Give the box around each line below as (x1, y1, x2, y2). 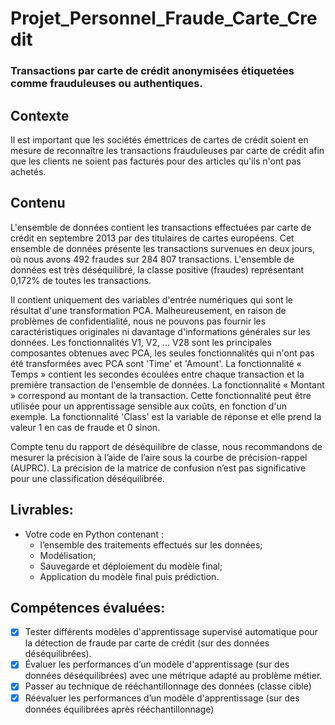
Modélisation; (39, 549, 97, 561)
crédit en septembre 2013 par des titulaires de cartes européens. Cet (10, 232, 295, 244)
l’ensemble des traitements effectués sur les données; (39, 538, 263, 551)
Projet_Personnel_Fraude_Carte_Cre (10, 7, 318, 30)
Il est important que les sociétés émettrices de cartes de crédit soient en (10, 133, 309, 146)
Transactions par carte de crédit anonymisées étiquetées (10, 64, 295, 78)
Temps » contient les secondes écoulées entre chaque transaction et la (10, 368, 305, 380)
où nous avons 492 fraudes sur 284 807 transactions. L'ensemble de (10, 253, 295, 265)
